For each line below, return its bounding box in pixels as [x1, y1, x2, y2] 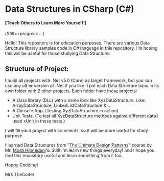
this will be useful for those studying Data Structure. [5, 50, 110, 57]
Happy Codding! [5, 162, 38, 168]
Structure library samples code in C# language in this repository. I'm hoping [5, 45, 158, 51]
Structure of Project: [5, 64, 69, 73]
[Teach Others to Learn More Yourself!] [5, 20, 87, 25]
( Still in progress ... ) [5, 31, 45, 37]
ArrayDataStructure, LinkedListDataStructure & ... [12, 102, 112, 108]
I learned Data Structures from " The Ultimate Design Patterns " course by [5, 142, 152, 148]
